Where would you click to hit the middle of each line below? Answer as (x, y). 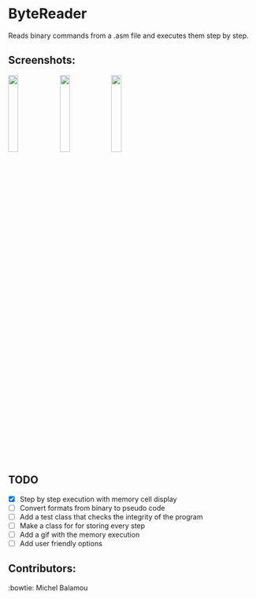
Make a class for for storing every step (82, 526)
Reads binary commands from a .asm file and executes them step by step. (128, 35)
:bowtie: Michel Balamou (48, 587)
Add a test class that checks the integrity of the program (111, 516)
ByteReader (48, 14)
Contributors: (42, 569)
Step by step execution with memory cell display (98, 499)
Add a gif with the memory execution (80, 534)
